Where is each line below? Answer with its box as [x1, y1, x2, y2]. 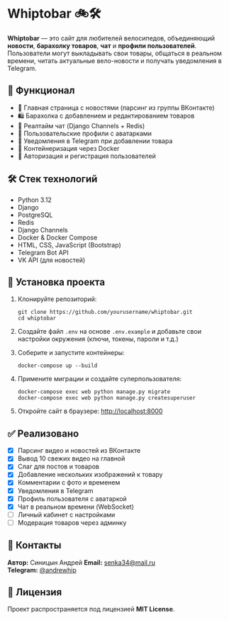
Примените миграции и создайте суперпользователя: [17, 375, 182, 383]
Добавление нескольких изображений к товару [17, 470, 163, 479]
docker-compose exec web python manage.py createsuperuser [17, 395, 196, 402]
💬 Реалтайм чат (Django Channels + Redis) [17, 121, 145, 130]
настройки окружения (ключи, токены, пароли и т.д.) [17, 334, 179, 344]
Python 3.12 [17, 196, 52, 204]
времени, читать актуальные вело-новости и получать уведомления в [7, 56, 222, 64]
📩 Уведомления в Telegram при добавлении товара [17, 136, 173, 145]
